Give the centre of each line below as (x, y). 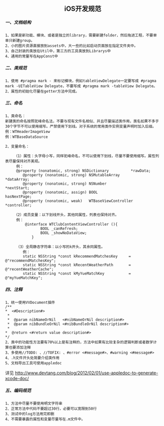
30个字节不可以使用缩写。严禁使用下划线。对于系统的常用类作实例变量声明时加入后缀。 (81, 127)
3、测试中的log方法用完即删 (30, 414)
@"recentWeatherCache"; (30, 269)
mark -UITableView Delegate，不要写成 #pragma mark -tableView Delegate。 (81, 86)
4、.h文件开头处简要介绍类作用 (33, 358)
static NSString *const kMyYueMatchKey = (77, 274)
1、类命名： (16, 116)
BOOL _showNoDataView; (64, 233)
